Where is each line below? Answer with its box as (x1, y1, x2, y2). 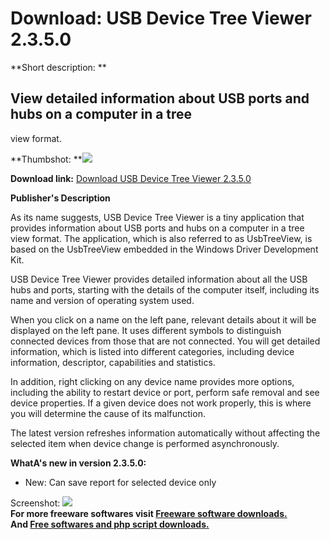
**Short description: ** (10, 61, 107, 73)
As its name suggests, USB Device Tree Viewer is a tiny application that (10, 211, 305, 223)
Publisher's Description (10, 192, 111, 204)
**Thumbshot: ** (10, 153, 83, 165)
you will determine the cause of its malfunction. (10, 407, 206, 419)
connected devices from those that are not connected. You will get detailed (10, 335, 321, 347)
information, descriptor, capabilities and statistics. (10, 356, 216, 368)
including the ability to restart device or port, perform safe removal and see (10, 386, 320, 398)
